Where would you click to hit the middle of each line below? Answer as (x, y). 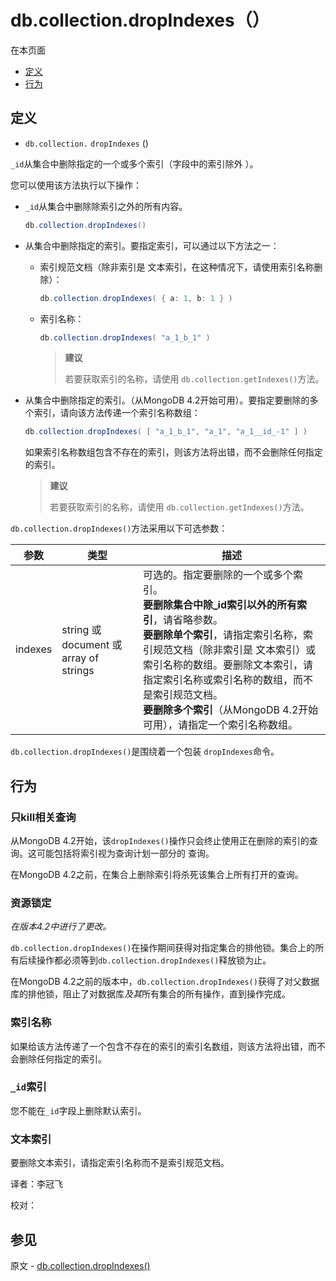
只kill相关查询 (43, 817)
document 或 (92, 645)
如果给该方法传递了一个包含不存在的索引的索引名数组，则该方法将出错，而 (163, 1046)
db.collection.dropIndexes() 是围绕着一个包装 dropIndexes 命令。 (145, 752)
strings (78, 671)
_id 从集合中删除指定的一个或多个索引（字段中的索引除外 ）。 (134, 163)
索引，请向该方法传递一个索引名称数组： (117, 413)
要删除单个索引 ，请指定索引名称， (223, 635)
